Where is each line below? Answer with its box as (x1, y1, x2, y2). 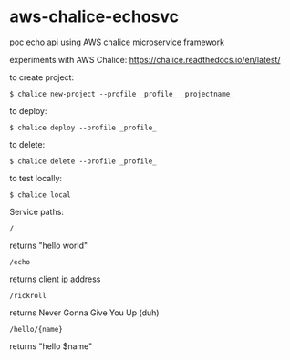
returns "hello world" (9, 240, 88, 251)
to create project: (9, 71, 75, 83)
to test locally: (9, 172, 62, 183)
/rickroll (9, 291, 47, 300)
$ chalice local (9, 190, 71, 200)
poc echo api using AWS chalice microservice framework (9, 36, 225, 47)
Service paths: (9, 206, 64, 217)
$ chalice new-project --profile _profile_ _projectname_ (9, 89, 234, 98)
